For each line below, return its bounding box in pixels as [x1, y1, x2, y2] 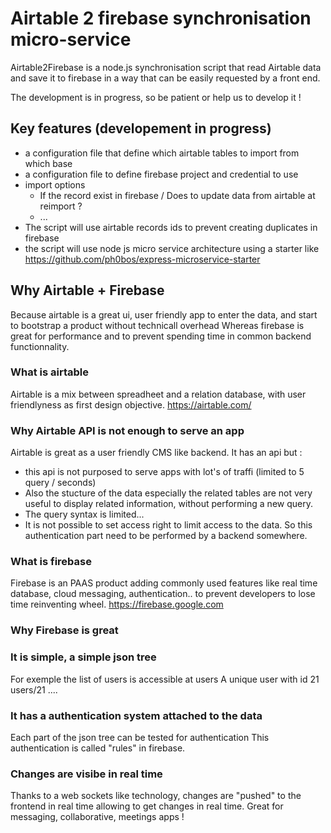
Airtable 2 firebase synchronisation [10, 7, 312, 30]
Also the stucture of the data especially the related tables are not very [24, 487, 313, 499]
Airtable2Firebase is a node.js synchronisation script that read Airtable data [10, 61, 322, 73]
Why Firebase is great [10, 623, 119, 637]
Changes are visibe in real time [10, 767, 163, 781]
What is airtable [10, 365, 89, 379]
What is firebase [10, 555, 92, 569]
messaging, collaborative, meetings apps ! [10, 811, 185, 823]
